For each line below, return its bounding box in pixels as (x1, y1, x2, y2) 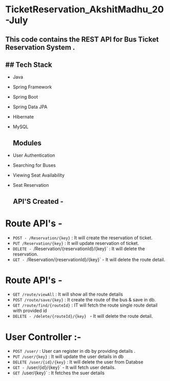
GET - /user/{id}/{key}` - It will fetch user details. (12, 365, 116, 371)
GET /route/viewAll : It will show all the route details (12, 291, 123, 297)
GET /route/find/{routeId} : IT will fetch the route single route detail (12, 302, 158, 309)
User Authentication (12, 153, 55, 159)
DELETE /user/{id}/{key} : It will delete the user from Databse (12, 359, 143, 365)
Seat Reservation (12, 182, 49, 188)
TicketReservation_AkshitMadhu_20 (5, 4, 164, 15)
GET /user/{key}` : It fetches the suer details (12, 370, 105, 376)
